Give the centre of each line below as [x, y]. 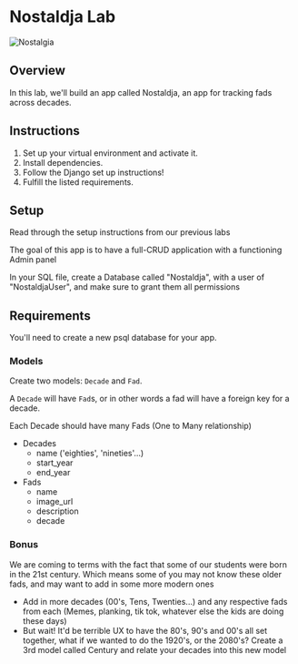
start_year [55, 463]
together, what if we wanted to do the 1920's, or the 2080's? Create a [153, 640]
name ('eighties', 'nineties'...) [90, 454]
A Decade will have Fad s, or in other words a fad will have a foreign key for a [149, 399]
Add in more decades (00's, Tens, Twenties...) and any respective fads [155, 601]
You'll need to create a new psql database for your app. [113, 338]
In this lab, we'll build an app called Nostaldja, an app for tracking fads [141, 92]
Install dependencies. [63, 162]
